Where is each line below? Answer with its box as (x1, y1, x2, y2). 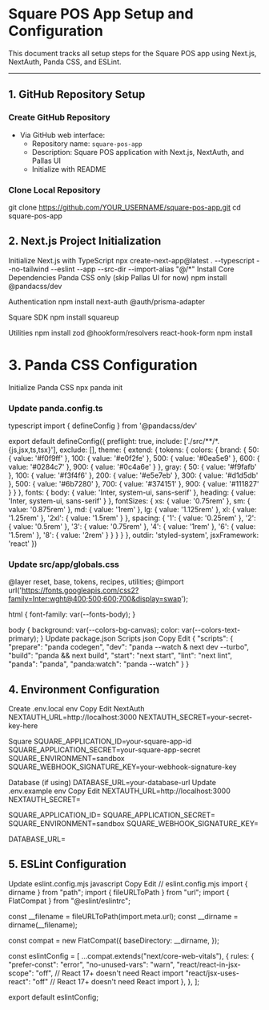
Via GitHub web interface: (19, 130, 106, 140)
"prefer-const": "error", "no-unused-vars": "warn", (8, 959, 175, 969)
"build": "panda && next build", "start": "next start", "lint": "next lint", (8, 651, 233, 661)
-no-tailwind (8, 264, 50, 274)
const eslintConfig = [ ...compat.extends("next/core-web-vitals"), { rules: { (8, 951, 255, 960)
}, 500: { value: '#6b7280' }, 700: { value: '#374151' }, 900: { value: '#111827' (8, 479, 259, 488)
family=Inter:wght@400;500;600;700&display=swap (8, 594, 182, 604)
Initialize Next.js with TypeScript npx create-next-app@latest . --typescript (8, 255, 255, 265)
